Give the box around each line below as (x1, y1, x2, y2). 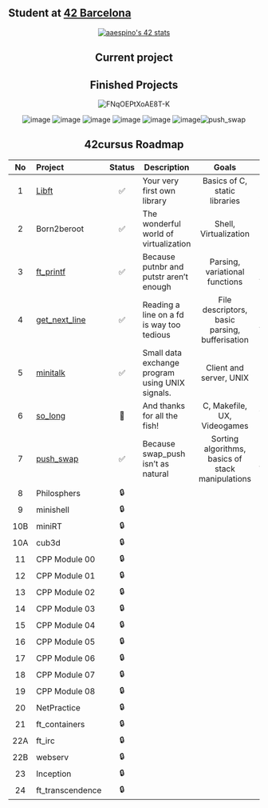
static (214, 185, 235, 196)
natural (142, 468, 169, 479)
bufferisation (200, 334, 249, 345)
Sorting (211, 433, 239, 444)
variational (205, 266, 245, 277)
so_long (35, 410, 66, 421)
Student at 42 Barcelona (8, 6, 132, 20)
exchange (142, 357, 179, 368)
